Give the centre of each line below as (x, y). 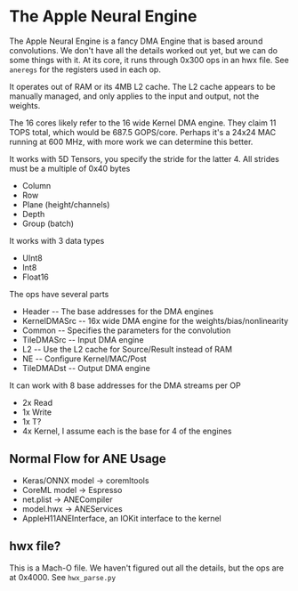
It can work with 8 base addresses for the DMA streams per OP (125, 385)
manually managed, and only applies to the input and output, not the (134, 96)
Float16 (35, 277)
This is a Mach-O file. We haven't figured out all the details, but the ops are (147, 568)
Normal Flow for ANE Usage (88, 459)
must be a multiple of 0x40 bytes (70, 168)
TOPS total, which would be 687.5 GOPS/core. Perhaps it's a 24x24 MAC (143, 132)
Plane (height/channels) (66, 204)
